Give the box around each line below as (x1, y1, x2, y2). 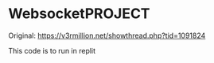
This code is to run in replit (8, 46, 96, 55)
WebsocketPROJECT (8, 5, 150, 23)
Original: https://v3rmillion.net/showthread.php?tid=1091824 (8, 31, 206, 40)
